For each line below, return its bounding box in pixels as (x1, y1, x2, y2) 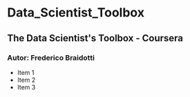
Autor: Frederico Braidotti (7, 53, 95, 63)
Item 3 (17, 83, 36, 91)
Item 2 (17, 76, 36, 84)
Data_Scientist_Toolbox (7, 5, 145, 21)
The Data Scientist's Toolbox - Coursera (7, 32, 184, 44)
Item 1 (17, 68, 35, 76)
